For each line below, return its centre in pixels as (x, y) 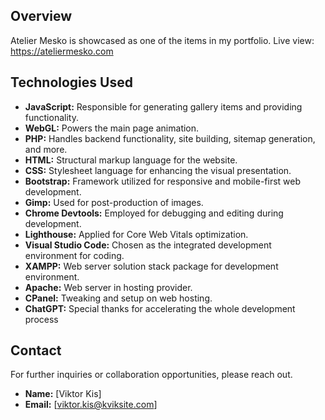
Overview (41, 16)
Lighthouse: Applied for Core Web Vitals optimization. (136, 234)
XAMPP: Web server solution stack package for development (151, 266)
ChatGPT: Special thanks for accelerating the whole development (160, 308)
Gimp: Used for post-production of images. (114, 202)
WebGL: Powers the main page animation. (112, 128)
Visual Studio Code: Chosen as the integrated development (148, 245)
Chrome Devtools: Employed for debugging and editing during (154, 213)
